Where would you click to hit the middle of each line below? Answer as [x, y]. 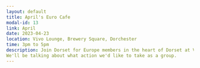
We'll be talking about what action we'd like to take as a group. [92, 56]
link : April [21, 28]
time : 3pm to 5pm [28, 45]
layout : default [26, 12]
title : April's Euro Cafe [38, 17]
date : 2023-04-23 [28, 34]
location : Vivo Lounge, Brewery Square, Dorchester [71, 39]
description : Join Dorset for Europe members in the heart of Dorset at [98, 50]
